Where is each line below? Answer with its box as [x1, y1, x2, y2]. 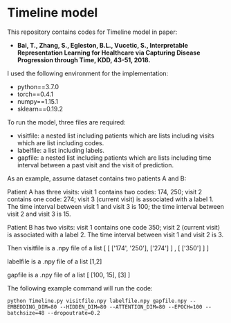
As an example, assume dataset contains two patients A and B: [7, 174, 187, 183]
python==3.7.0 [17, 82, 59, 91]
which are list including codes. [17, 138, 104, 147]
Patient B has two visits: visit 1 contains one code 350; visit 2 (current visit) [7, 223, 221, 231]
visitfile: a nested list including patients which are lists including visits [17, 131, 214, 140]
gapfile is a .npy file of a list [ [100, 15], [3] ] [7, 270, 131, 279]
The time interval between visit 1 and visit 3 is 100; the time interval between [7, 202, 225, 210]
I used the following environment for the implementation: [7, 69, 169, 77]
